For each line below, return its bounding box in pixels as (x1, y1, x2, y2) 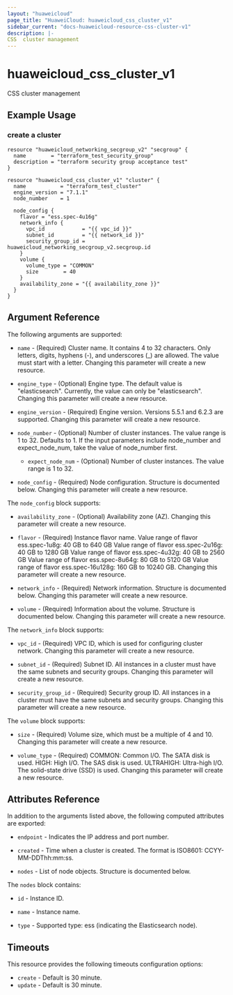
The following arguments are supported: (7, 330, 123, 338)
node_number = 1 (13, 195, 70, 202)
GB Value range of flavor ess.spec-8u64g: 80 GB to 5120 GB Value (17, 555, 209, 563)
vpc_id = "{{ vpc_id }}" (25, 225, 132, 232)
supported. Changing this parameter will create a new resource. (17, 415, 200, 423)
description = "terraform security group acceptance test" (13, 158, 188, 165)
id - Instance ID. (17, 894, 65, 903)
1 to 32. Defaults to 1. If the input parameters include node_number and (17, 436, 221, 444)
